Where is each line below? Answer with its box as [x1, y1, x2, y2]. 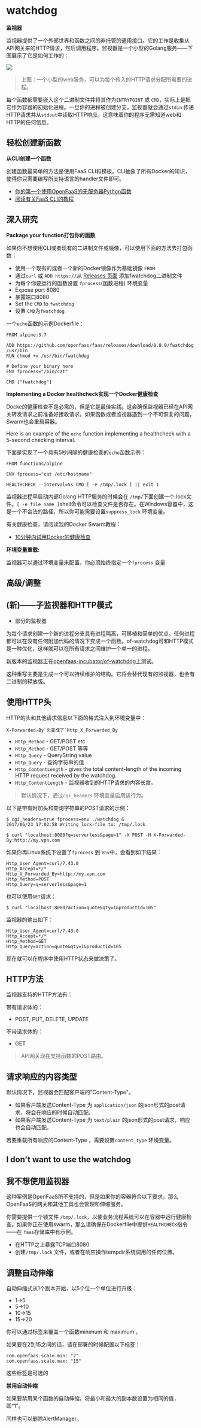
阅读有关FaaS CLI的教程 [14, 195, 74, 202]
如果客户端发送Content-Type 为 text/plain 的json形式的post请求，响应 [14, 1117, 190, 1124]
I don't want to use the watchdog [6, 1154, 132, 1164]
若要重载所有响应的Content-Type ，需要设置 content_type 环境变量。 [6, 1136, 175, 1144]
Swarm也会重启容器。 [6, 417, 61, 425]
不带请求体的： [6, 1028, 43, 1035]
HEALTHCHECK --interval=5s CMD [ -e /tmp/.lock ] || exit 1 [6, 482, 160, 488]
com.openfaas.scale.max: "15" [6, 1358, 82, 1365]
